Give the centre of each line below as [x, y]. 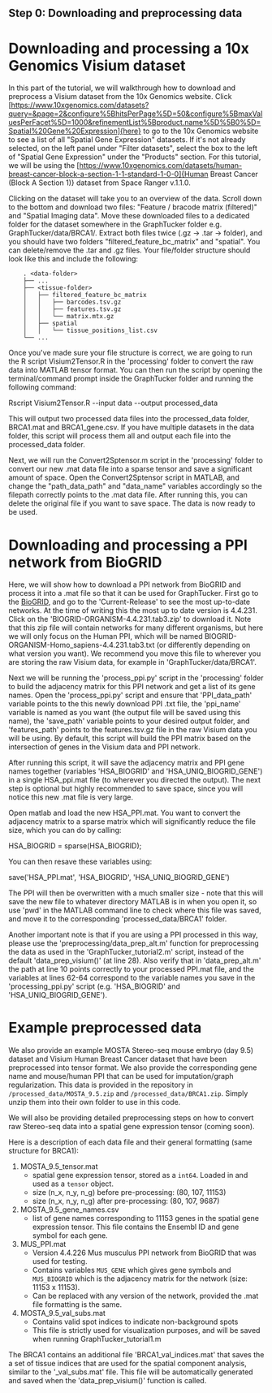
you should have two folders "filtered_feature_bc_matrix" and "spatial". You [134, 242]
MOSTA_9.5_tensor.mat [59, 1167]
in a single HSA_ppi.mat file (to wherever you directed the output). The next [135, 780]
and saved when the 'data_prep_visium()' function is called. [108, 1381]
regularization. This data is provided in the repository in [101, 1085]
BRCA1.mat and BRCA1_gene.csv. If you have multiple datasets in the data [132, 427]
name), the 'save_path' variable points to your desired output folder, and [129, 721]
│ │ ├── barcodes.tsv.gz [72, 302]
